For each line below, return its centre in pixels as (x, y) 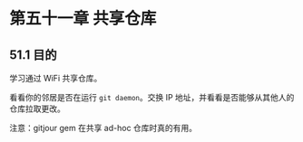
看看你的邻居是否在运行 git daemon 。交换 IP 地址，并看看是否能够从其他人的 (152, 97)
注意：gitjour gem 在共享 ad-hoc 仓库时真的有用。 (103, 128)
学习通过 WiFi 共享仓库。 (56, 78)
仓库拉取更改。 (37, 109)
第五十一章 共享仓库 (83, 19)
